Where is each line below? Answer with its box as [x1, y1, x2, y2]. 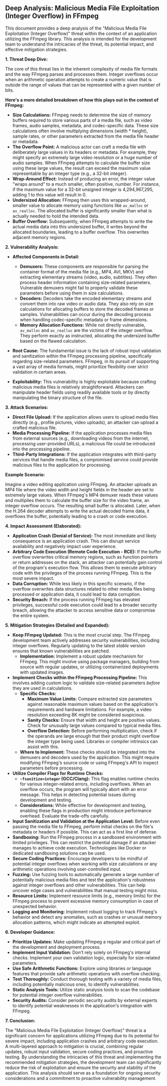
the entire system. [12, 612, 50, 618]
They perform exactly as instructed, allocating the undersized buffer [19, 333, 161, 339]
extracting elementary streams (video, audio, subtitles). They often [19, 274, 157, 280]
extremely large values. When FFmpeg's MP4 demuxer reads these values [5, 492, 158, 498]
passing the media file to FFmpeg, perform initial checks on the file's [12, 824, 154, 830]
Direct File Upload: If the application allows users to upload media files [12, 414, 159, 420]
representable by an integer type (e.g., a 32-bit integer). [12, 170, 128, 176]
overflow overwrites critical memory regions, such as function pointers [12, 554, 158, 560]
